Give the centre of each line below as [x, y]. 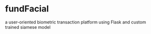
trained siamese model [28, 27]
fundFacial [27, 9]
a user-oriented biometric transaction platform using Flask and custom [76, 22]
